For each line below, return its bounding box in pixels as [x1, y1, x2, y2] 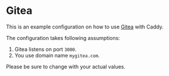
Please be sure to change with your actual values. [6, 63, 126, 70]
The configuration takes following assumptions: [6, 34, 121, 41]
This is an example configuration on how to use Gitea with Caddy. [6, 23, 164, 30]
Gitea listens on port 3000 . [14, 45, 77, 53]
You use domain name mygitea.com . [14, 52, 100, 59]
